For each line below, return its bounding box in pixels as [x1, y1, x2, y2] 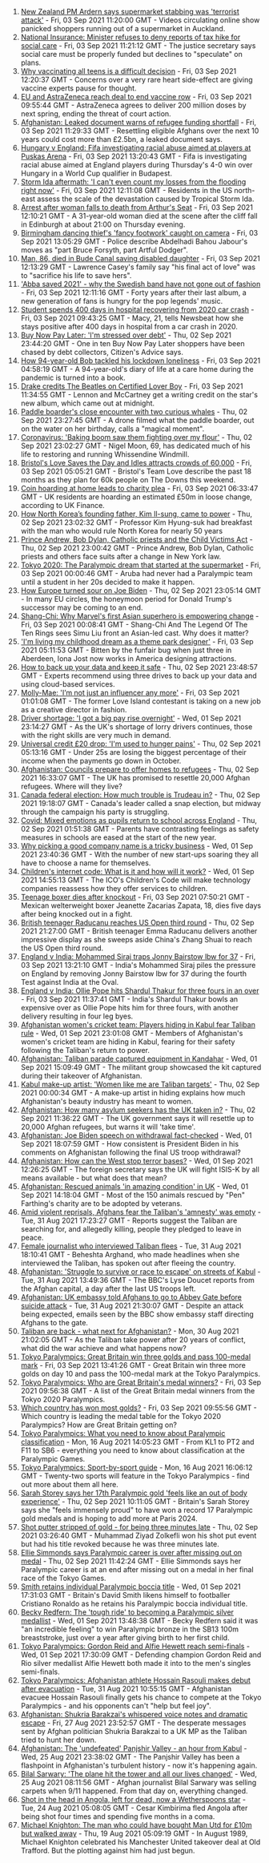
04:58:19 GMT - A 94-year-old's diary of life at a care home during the [20, 365, 255, 373]
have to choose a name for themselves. [20, 858, 151, 868]
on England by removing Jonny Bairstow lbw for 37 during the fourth [20, 969, 247, 978]
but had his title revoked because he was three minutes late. [20, 1539, 219, 1549]
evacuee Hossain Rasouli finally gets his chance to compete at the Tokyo [20, 1692, 262, 1702]
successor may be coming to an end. [20, 603, 143, 612]
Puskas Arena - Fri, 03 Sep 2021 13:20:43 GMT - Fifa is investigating [20, 151, 247, 161]
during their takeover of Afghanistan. [20, 1071, 143, 1080]
